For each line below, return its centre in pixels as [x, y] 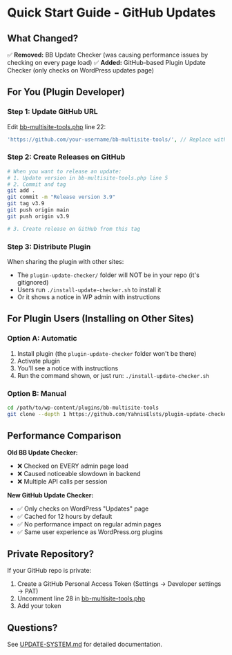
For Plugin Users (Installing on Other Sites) [101, 319]
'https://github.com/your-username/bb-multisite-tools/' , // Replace [109, 140]
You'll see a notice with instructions [68, 368]
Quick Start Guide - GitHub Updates [112, 13]
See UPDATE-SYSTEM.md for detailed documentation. [85, 645]
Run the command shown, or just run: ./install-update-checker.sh [113, 375]
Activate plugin [39, 361]
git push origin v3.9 [38, 216]
